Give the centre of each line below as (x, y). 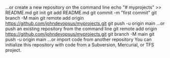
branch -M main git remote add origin (45, 18)
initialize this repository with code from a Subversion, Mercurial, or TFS (80, 45)
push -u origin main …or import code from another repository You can (78, 39)
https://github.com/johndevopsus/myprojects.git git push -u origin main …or (85, 23)
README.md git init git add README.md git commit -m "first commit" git (81, 13)
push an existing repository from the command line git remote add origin (81, 29)
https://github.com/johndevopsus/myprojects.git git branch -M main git (80, 34)
